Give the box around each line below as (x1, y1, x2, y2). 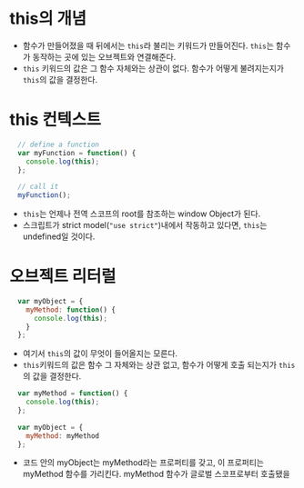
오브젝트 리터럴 (9, 266, 117, 287)
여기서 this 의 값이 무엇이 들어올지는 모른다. (22, 348, 178, 359)
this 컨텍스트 (9, 110, 102, 130)
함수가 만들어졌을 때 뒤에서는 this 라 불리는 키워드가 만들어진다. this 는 (22, 40, 275, 51)
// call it (17, 183, 59, 192)
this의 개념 (9, 8, 86, 29)
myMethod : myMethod (25, 431, 100, 441)
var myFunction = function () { (17, 148, 137, 157)
